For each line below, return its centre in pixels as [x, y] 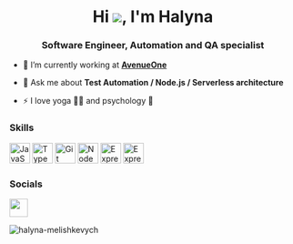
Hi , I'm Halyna [153, 17]
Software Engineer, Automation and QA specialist [153, 46]
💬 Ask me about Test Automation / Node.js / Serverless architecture [153, 83]
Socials [26, 184]
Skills [22, 127]
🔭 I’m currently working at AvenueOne [95, 65]
